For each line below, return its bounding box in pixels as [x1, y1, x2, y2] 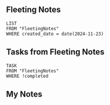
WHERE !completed [6, 73, 49, 79]
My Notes [6, 89, 43, 100]
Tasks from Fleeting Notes [6, 47, 105, 57]
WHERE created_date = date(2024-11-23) [6, 31, 104, 37]
